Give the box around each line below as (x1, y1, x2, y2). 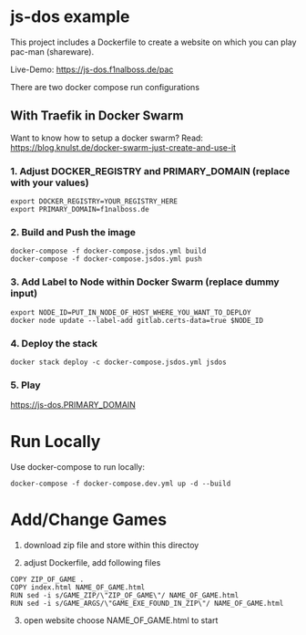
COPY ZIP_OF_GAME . (10, 575, 85, 585)
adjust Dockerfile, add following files (23, 557, 161, 568)
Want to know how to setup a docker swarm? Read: (10, 132, 204, 143)
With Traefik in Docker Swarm (10, 108, 184, 124)
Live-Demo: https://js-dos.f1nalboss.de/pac (10, 64, 174, 75)
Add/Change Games (10, 509, 168, 530)
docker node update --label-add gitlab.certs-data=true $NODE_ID (10, 316, 263, 325)
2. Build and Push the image (10, 225, 136, 238)
